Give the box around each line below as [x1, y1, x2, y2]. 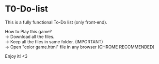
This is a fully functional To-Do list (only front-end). [5, 19, 108, 25]
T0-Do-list [5, 3, 48, 14]
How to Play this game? [5, 28, 52, 34]
